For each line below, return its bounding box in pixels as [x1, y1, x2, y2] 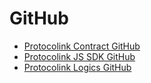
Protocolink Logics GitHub [23, 61, 132, 73]
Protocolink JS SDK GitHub [23, 50, 136, 62]
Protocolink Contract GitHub [23, 40, 141, 52]
